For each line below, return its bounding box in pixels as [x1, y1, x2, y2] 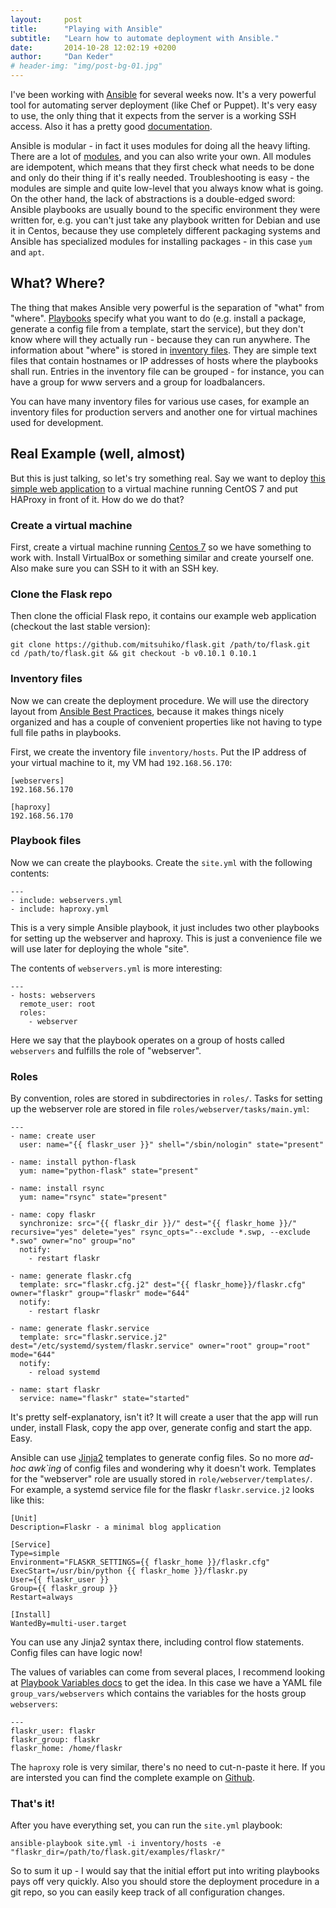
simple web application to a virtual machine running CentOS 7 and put [10, 482, 298, 495]
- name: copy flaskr [10, 1210, 97, 1220]
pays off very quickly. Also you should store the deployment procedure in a [10, 1876, 320, 1888]
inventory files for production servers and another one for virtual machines [10, 406, 318, 418]
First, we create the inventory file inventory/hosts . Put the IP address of [10, 746, 307, 758]
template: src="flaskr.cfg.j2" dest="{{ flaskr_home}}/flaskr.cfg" [19, 1280, 307, 1290]
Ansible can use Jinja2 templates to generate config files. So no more [10, 1452, 297, 1464]
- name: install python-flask [10, 1157, 137, 1168]
